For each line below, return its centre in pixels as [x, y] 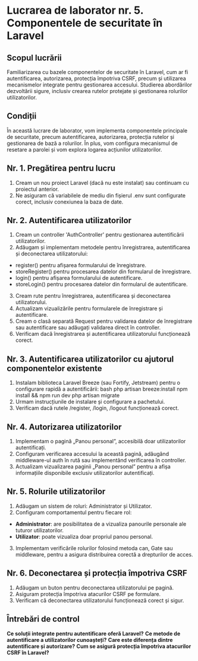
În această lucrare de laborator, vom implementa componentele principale [97, 130]
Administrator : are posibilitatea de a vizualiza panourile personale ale [101, 524]
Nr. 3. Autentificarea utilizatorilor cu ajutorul [90, 359]
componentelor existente [55, 368]
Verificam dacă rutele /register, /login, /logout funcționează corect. [97, 408]
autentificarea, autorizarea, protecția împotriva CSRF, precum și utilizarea [96, 78]
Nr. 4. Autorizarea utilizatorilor [64, 427]
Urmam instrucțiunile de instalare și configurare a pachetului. [90, 402]
